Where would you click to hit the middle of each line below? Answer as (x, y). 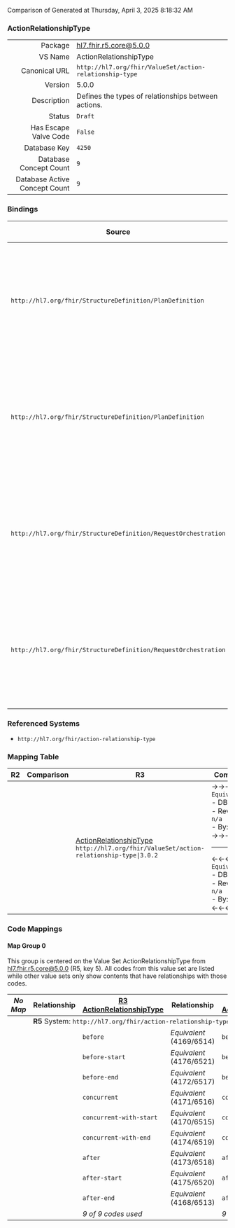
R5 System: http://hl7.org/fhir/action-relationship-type (132, 1021)
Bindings (23, 209)
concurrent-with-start (120, 1118)
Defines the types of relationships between (147, 96)
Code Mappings (35, 929)
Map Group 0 (27, 946)
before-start (104, 1057)
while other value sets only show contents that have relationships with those (117, 976)
